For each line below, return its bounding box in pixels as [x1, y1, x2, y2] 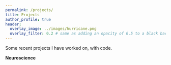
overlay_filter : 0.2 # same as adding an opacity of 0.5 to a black [10, 31, 158, 36]
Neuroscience [5, 55, 36, 61]
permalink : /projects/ [5, 7, 53, 13]
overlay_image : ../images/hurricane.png [10, 26, 97, 31]
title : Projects [5, 12, 40, 17]
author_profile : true [5, 17, 51, 22]
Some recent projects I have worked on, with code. [5, 45, 112, 51]
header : [5, 21, 22, 27]
